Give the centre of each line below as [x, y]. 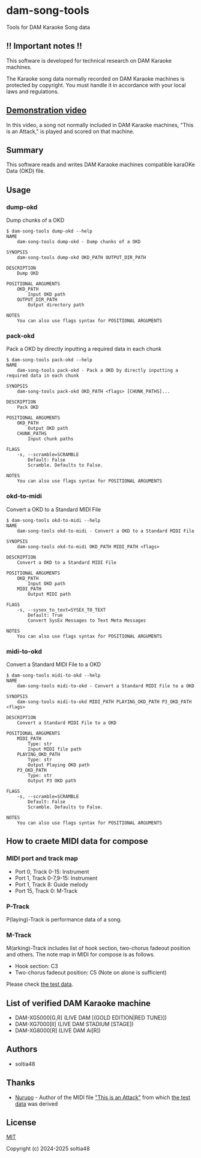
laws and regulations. [33, 91]
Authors [22, 1049]
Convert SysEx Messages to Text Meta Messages [87, 621]
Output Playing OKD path [59, 765]
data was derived [36, 1104]
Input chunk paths [51, 439]
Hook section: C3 [36, 966]
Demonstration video [46, 110]
